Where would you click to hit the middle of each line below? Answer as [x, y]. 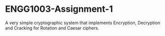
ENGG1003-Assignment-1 [59, 9]
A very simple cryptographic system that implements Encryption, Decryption [83, 23]
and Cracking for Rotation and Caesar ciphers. [52, 28]
